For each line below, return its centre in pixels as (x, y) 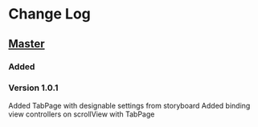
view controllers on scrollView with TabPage (82, 114)
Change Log (49, 14)
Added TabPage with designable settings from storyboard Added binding (129, 105)
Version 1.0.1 (33, 88)
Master (27, 44)
